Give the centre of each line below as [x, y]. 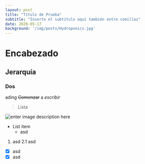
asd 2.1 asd [24, 142]
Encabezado [32, 54]
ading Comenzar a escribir [33, 97]
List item [21, 127]
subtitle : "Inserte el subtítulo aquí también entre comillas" [73, 19]
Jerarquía [21, 72]
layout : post [19, 10]
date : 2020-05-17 [23, 24]
